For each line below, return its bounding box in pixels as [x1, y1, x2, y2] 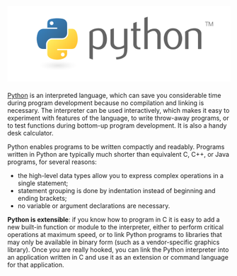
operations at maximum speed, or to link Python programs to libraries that [7, 231, 223, 239]
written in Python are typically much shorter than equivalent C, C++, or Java [7, 150, 230, 159]
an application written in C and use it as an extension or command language [7, 253, 229, 262]
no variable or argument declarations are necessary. [17, 202, 170, 210]
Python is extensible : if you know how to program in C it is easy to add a [7, 216, 221, 224]
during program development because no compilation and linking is [7, 99, 204, 107]
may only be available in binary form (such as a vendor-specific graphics [7, 238, 220, 247]
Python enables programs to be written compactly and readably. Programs [7, 143, 225, 151]
